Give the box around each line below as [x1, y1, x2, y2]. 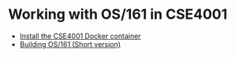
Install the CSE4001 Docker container [19, 31, 141, 41]
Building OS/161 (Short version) [19, 39, 121, 48]
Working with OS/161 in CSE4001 [8, 5, 228, 23]
